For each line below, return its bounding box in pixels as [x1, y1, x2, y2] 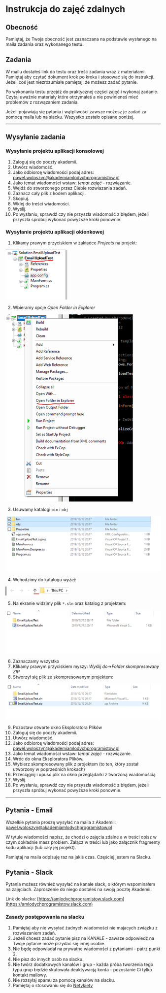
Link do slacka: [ [5, 896, 39, 902]
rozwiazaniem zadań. [12, 930, 56, 936]
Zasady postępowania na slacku [5, 914, 85, 921]
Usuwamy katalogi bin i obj [12, 506, 68, 512]
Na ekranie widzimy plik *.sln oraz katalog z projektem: [12, 600, 127, 606]
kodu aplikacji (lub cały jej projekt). [5, 844, 76, 850]
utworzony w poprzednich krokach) [12, 766, 85, 772]
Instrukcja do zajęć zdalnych [5, 3, 125, 15]
